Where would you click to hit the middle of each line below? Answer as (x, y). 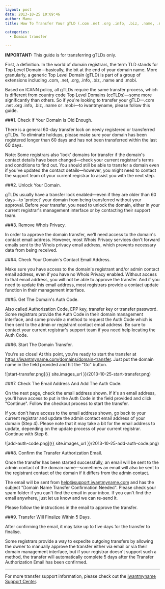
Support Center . (21, 581)
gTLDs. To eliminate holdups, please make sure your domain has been (76, 135)
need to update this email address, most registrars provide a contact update (82, 285)
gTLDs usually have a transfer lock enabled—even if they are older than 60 (81, 195)
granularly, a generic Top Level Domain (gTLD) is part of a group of (73, 75)
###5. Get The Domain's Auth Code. (42, 299)
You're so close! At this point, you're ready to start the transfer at (71, 354)
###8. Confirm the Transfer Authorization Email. (54, 453)
